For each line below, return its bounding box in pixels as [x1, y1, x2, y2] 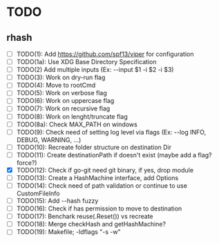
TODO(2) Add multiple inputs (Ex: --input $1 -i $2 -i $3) [16, 66, 174, 74]
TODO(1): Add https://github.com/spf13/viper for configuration [16, 50, 194, 58]
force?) [16, 158, 37, 166]
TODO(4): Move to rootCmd [16, 81, 96, 90]
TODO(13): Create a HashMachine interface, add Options [16, 173, 179, 182]
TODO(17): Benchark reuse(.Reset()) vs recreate [16, 212, 153, 221]
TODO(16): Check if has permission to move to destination [16, 204, 182, 213]
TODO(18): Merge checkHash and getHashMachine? [16, 220, 166, 229]
